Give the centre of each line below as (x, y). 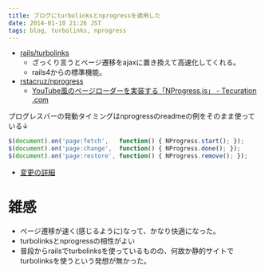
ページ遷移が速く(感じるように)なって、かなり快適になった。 (120, 231)
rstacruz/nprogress (51, 81)
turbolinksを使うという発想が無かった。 (85, 260)
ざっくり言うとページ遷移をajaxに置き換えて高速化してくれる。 (136, 62)
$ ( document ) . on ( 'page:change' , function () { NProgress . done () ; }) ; (125, 149)
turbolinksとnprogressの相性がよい (77, 240)
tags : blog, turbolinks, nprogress (67, 30)
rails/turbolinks (44, 53)
